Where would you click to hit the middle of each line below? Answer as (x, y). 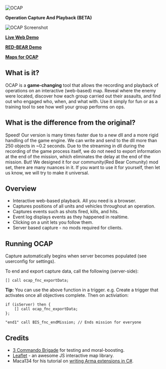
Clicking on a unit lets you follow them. (53, 222)
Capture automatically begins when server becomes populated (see (76, 256)
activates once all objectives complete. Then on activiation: (67, 295)
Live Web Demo (22, 37)
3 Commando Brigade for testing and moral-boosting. (69, 350)
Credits (17, 338)
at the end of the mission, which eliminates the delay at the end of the (78, 156)
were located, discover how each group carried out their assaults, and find (83, 96)
